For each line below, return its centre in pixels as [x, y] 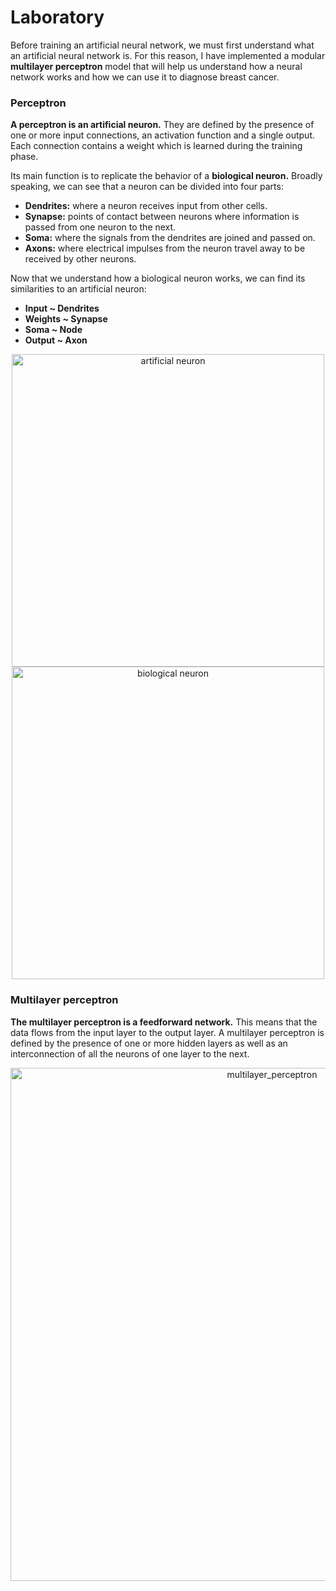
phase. [24, 157]
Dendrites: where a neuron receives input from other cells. [146, 206]
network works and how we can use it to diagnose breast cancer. [145, 77]
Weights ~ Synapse [66, 319]
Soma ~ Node [53, 330]
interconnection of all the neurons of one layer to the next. [130, 1053]
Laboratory [57, 17]
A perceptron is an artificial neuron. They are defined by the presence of [162, 125]
